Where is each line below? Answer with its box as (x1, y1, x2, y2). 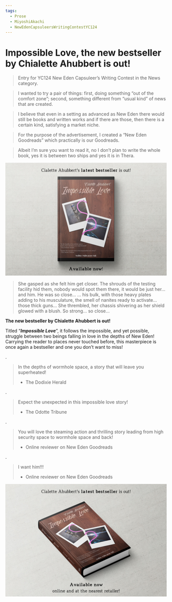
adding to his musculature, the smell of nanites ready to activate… (17, 297, 157, 303)
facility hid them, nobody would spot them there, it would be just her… (17, 286, 165, 292)
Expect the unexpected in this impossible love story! (17, 399, 128, 405)
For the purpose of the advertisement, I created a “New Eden (17, 132, 147, 138)
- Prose (10, 13, 27, 19)
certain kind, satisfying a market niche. (17, 122, 100, 128)
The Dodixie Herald (25, 379, 67, 385)
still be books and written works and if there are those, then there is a (17, 117, 165, 123)
